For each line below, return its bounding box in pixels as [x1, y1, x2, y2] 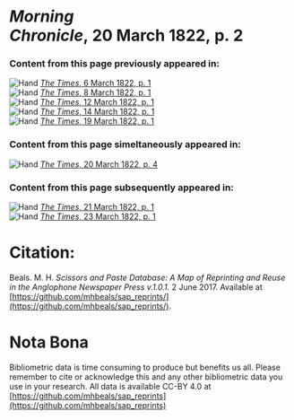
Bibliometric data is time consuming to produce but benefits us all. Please [9, 362, 281, 372]
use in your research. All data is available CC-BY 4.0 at [9, 381, 212, 391]
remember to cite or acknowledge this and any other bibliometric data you [9, 371, 283, 382]
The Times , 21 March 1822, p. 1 [39, 202, 155, 213]
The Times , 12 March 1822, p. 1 [39, 97, 155, 108]
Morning [9, 6, 74, 27]
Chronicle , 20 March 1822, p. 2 [9, 25, 244, 46]
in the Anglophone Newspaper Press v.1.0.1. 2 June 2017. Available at [9, 282, 263, 293]
